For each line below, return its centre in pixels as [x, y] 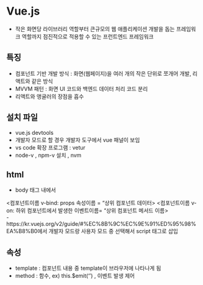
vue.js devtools [34, 132]
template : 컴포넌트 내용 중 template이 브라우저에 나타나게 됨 [88, 268]
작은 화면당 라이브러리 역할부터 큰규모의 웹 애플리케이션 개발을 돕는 [95, 29]
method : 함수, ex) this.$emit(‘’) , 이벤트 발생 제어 [75, 276]
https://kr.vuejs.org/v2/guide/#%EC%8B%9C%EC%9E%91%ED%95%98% [101, 224]
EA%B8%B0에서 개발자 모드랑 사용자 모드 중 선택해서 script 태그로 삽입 [92, 231]
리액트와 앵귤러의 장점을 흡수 [49, 96]
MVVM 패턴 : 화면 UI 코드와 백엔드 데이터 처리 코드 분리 [81, 88]
